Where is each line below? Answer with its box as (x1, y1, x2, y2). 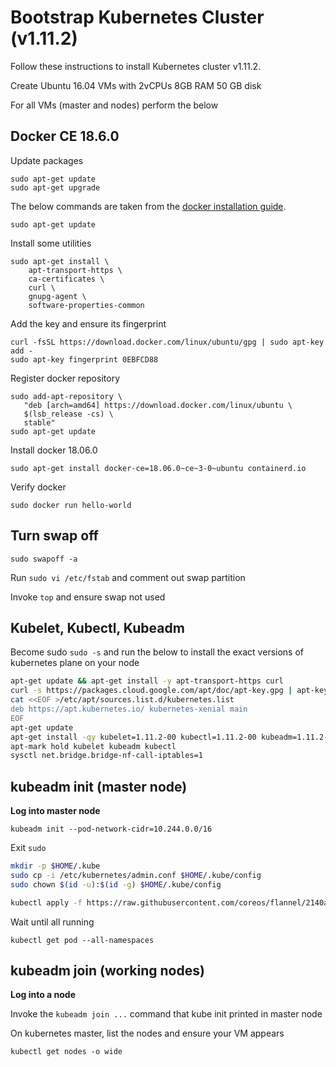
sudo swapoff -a (10, 554, 78, 564)
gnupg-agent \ (28, 291, 87, 301)
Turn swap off (10, 527, 99, 545)
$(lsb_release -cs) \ (23, 409, 114, 419)
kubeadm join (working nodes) (10, 962, 205, 979)
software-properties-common (28, 300, 145, 310)
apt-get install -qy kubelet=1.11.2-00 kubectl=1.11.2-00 (10, 732, 257, 742)
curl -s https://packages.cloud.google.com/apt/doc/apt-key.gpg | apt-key (10, 686, 329, 696)
